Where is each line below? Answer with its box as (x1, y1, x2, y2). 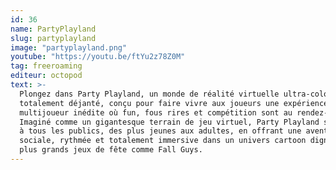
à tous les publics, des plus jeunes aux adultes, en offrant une (19, 126, 302, 136)
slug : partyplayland (10, 33, 97, 43)
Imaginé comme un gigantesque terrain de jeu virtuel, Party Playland (19, 117, 320, 127)
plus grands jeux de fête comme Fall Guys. (19, 145, 203, 155)
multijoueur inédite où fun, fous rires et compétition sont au (19, 107, 293, 118)
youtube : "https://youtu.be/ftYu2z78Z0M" (10, 52, 186, 62)
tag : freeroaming (10, 61, 83, 71)
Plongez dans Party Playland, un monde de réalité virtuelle (19, 89, 280, 99)
